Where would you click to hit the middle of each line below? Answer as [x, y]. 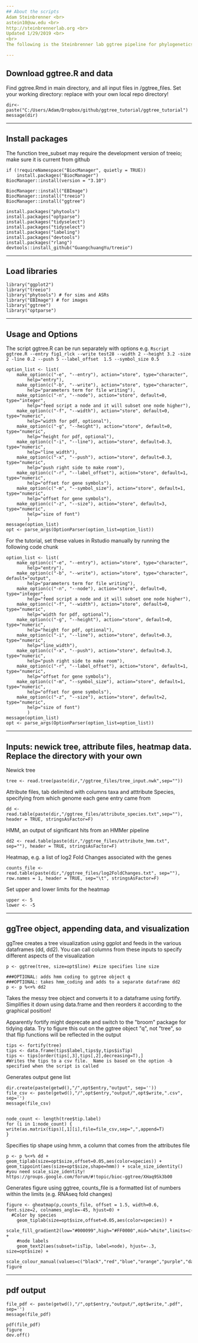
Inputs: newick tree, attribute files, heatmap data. [99, 746]
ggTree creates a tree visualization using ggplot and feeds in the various [94, 943]
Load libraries [32, 271]
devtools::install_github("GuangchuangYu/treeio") [70, 248]
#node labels [33, 1241]
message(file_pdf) [29, 1314]
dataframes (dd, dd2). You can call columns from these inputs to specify [94, 949]
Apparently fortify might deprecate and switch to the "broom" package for [96, 1022]
